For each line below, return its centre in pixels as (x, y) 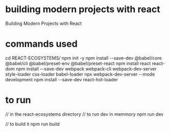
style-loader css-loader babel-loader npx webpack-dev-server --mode (80, 74)
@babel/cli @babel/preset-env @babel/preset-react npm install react (78, 63)
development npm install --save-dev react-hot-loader (62, 79)
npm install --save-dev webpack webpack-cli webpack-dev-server (86, 69)
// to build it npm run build (32, 124)
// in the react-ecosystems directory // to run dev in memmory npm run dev (84, 114)
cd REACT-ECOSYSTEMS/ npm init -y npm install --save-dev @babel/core (84, 58)
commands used (41, 44)
